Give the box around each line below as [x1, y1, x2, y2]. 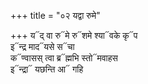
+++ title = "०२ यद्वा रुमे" [10, 10, 101, 21]
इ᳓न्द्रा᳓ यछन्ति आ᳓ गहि [10, 63, 84, 75]
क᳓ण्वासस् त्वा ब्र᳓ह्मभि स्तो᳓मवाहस [10, 52, 118, 64]
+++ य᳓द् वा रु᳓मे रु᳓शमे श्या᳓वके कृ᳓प [10, 30, 138, 41]
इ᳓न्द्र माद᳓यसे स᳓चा [10, 41, 75, 52]
